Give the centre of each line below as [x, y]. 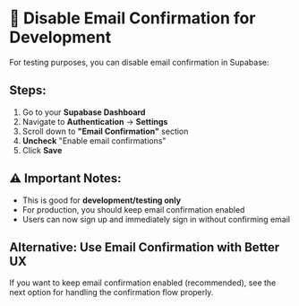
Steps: [28, 90]
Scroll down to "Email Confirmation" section [105, 131]
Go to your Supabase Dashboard [84, 112]
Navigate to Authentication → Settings [95, 121]
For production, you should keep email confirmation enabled [133, 209]
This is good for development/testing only [102, 200]
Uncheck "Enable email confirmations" [94, 140]
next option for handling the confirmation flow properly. [111, 293]
